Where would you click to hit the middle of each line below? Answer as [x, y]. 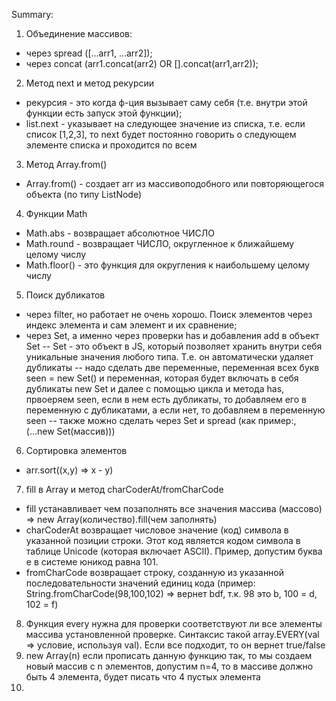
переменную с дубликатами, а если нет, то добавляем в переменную [175, 410]
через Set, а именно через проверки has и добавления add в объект [172, 335]
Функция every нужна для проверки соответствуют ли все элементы [174, 623]
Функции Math [56, 213]
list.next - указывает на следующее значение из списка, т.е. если [165, 123]
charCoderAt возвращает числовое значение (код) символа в [157, 530]
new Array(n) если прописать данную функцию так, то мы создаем [169, 655]
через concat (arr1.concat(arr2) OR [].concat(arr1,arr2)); [142, 63]
